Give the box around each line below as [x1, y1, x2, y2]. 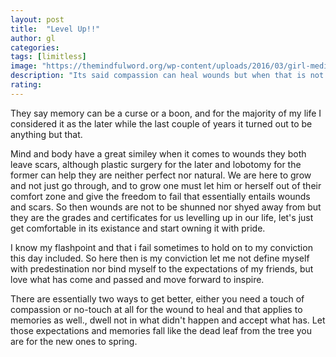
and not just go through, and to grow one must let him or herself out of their [10, 179, 322, 191]
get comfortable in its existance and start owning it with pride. [10, 222, 266, 234]
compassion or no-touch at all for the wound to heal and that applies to [10, 303, 303, 315]
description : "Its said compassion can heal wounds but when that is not [10, 71, 325, 81]
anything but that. [10, 128, 83, 140]
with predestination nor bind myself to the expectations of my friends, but [10, 262, 314, 275]
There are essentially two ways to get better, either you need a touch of [10, 292, 305, 305]
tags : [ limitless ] [10, 52, 87, 62]
